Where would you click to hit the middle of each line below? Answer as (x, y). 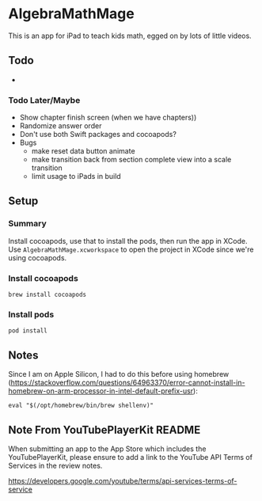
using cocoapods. (38, 257)
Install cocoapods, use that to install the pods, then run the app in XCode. (128, 241)
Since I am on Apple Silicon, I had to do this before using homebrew (119, 374)
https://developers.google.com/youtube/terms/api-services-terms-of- (123, 480)
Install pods (31, 314)
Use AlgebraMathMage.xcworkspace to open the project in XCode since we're (131, 249)
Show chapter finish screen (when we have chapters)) (108, 118)
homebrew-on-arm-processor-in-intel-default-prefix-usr (101, 391)
